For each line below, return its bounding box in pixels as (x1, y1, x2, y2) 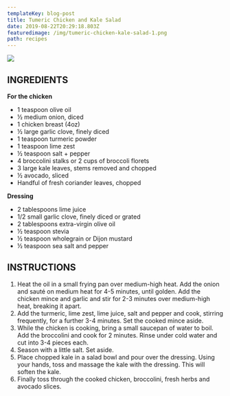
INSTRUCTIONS (7, 262, 77, 274)
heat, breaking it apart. (16, 302, 82, 310)
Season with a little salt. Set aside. (16, 345, 115, 354)
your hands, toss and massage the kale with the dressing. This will (16, 360, 205, 368)
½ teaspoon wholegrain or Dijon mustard (16, 234, 133, 243)
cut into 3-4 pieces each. (16, 338, 89, 346)
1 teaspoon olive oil (16, 105, 72, 113)
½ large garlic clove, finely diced (16, 127, 110, 135)
